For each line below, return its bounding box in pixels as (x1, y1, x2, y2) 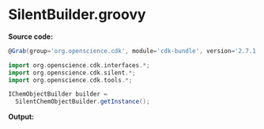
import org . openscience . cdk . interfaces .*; (8, 61, 150, 69)
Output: (8, 112, 34, 122)
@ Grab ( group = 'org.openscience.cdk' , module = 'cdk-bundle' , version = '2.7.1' (8, 47, 260, 55)
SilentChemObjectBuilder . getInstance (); (15, 97, 150, 106)
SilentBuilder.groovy (8, 6, 146, 24)
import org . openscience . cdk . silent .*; (8, 69, 136, 77)
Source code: (8, 32, 54, 41)
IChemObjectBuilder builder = (8, 90, 108, 98)
